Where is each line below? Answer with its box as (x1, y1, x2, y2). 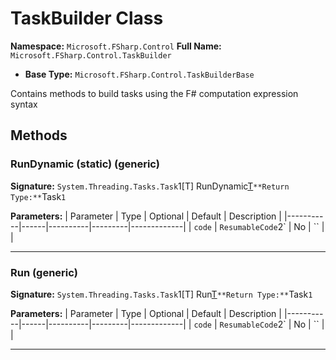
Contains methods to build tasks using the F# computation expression (10, 87, 299, 99)
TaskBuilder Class (10, 7, 164, 30)
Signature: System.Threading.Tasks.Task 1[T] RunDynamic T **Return (10, 180, 290, 192)
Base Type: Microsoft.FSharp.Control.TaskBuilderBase (24, 68, 255, 80)
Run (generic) (10, 265, 78, 279)
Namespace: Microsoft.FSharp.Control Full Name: (10, 40, 222, 52)
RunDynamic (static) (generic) (10, 157, 160, 171)
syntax (10, 98, 38, 110)
